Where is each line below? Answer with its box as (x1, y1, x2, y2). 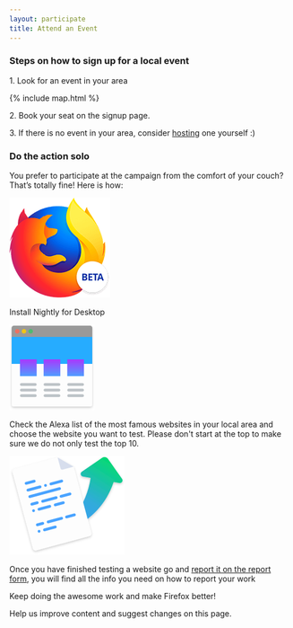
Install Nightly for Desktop (9, 306, 106, 318)
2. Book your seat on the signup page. (9, 110, 151, 120)
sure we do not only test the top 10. (9, 438, 140, 449)
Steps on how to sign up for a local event (9, 55, 190, 67)
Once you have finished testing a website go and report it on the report (9, 564, 271, 575)
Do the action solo (9, 149, 90, 162)
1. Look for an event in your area (9, 75, 128, 85)
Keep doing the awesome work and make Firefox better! (9, 591, 217, 602)
